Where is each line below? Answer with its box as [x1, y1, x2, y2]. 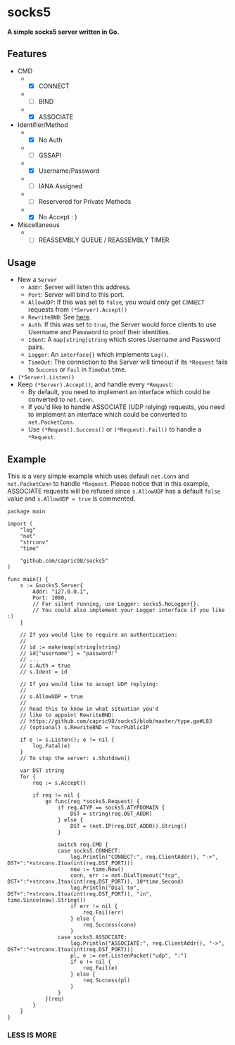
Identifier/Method [17, 121, 68, 129]
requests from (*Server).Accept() [27, 305, 128, 314]
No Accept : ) [38, 213, 77, 221]
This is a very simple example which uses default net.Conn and [7, 472, 189, 480]
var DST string [20, 767, 65, 774]
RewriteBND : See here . [27, 313, 91, 322]
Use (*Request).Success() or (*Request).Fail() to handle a [27, 425, 202, 434]
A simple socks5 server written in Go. [7, 28, 120, 36]
